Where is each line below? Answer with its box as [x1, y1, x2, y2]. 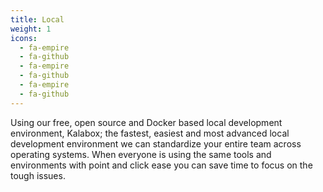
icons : [10, 33, 38, 43]
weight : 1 [10, 24, 52, 34]
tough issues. [10, 169, 66, 181]
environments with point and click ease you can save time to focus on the [10, 159, 313, 171]
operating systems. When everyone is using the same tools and [10, 148, 272, 160]
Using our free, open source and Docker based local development [10, 116, 283, 128]
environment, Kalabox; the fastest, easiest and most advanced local [10, 127, 290, 139]
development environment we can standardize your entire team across [10, 137, 302, 150]
